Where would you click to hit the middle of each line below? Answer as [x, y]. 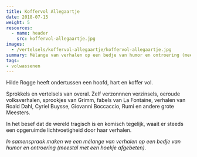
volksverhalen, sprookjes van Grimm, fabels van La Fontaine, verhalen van [96, 100]
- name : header [30, 33]
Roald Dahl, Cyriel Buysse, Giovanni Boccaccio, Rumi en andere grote [90, 107]
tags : [13, 60]
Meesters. [18, 112]
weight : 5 [18, 22]
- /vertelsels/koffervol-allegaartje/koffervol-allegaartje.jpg [91, 50]
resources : [19, 28]
